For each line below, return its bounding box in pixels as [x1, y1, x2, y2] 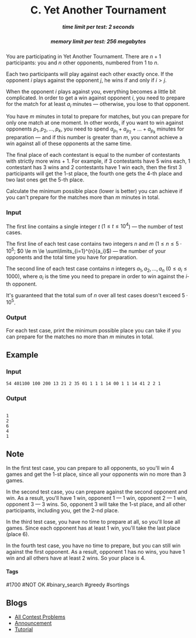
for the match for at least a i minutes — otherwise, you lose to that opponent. [6, 100, 190, 109]
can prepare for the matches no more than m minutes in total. [6, 333, 154, 340]
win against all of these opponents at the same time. [6, 140, 132, 147]
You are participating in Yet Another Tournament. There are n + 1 [6, 53, 161, 60]
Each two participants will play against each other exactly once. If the [6, 70, 174, 77]
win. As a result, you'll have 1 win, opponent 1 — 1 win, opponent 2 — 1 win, [6, 495, 187, 502]
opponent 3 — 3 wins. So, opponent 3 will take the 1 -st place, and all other [6, 501, 186, 508]
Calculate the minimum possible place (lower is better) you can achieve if [6, 188, 183, 195]
